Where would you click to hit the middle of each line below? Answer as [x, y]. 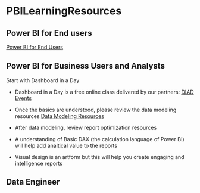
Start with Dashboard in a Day [43, 80]
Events [23, 98]
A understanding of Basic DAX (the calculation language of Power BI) [99, 139]
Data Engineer [33, 182]
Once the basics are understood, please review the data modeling [96, 110]
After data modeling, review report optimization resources [86, 127]
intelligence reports [38, 163]
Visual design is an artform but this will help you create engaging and [99, 157]
